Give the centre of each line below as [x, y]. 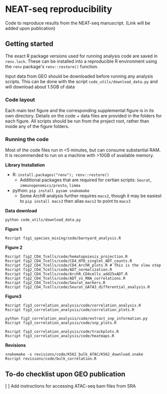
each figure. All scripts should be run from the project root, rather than [77, 121]
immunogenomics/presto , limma [50, 185]
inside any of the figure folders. [37, 127]
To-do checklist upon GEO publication [65, 374]
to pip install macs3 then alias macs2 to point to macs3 [75, 201]
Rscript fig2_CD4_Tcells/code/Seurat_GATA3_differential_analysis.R [78, 287]
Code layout [20, 100]
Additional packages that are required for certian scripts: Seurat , [85, 180]
